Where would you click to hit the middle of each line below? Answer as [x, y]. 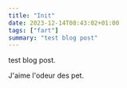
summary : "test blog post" [53, 38]
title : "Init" [32, 15]
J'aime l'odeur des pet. [46, 75]
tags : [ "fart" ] [34, 30]
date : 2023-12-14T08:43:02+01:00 [64, 23]
